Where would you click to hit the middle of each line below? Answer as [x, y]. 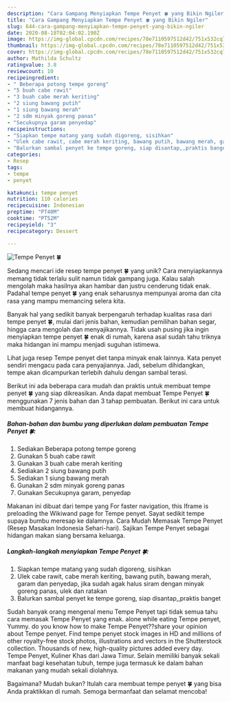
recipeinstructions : [37, 129]
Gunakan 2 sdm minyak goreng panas [71, 485]
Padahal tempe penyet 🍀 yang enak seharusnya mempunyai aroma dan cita [114, 293]
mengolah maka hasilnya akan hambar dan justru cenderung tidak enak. [109, 285]
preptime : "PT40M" [33, 212]
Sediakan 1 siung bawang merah [63, 478]
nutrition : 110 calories [43, 199]
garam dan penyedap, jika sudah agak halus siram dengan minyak [111, 584]
